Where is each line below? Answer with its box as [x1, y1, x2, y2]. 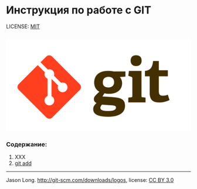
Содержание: [6, 140, 47, 148]
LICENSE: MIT [6, 23, 40, 30]
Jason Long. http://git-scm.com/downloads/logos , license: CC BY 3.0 [6, 177, 174, 184]
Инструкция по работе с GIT [6, 4, 151, 17]
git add [14, 160, 32, 167]
